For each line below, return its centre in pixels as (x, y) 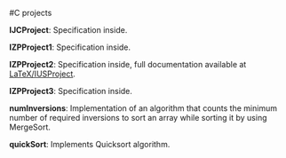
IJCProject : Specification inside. (68, 30)
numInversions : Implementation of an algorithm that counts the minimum (143, 108)
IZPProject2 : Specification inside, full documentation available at (128, 64)
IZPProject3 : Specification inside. (71, 91)
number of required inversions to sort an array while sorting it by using (138, 118)
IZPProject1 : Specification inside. (70, 47)
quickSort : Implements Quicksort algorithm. (90, 144)
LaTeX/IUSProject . (42, 74)
